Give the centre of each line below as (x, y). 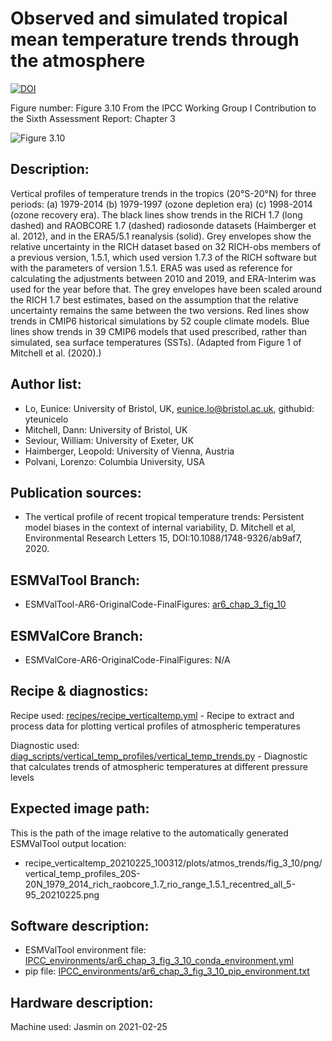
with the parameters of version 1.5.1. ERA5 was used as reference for (151, 268)
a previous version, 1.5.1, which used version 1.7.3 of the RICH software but (163, 257)
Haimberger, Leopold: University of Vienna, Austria (129, 451)
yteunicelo (46, 419)
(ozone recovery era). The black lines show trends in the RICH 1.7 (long (156, 214)
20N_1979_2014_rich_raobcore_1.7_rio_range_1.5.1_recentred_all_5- (160, 884)
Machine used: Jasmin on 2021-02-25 (89, 1027)
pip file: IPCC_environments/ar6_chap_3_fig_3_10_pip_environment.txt (167, 971)
